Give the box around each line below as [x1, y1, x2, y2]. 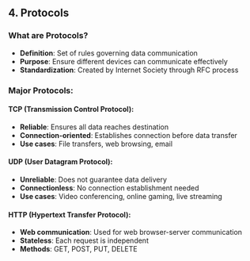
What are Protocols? [8, 30, 89, 41]
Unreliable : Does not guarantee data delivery [19, 175, 168, 185]
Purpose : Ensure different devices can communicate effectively [19, 56, 228, 66]
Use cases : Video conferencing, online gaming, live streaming [19, 192, 223, 202]
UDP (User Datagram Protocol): [8, 157, 113, 167]
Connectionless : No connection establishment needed [19, 183, 199, 193]
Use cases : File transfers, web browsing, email [19, 139, 172, 148]
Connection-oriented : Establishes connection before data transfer [19, 130, 237, 140]
